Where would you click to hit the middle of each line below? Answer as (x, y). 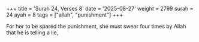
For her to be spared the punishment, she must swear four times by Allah (96, 26)
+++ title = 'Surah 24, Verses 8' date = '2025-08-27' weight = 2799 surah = (100, 9)
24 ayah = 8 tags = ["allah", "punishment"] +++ (65, 15)
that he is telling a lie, (32, 33)
